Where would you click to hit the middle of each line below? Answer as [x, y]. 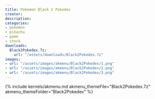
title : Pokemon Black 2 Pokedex [38, 9]
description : [18, 18]
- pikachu [15, 32]
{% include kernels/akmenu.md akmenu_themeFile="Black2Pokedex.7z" [78, 86]
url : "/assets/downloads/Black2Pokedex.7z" [59, 55]
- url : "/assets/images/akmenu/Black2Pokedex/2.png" [60, 68]
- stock [13, 41]
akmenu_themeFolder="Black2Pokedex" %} [49, 91]
